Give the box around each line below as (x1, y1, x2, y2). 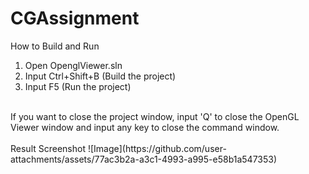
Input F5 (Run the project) (24, 80, 132, 92)
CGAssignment (10, 7, 140, 30)
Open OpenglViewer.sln (24, 59, 123, 71)
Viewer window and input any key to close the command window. (10, 121, 280, 133)
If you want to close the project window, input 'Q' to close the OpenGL (10, 110, 300, 122)
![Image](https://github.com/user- (87, 142, 227, 154)
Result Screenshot (10, 142, 87, 154)
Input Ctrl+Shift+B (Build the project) (24, 70, 177, 82)
